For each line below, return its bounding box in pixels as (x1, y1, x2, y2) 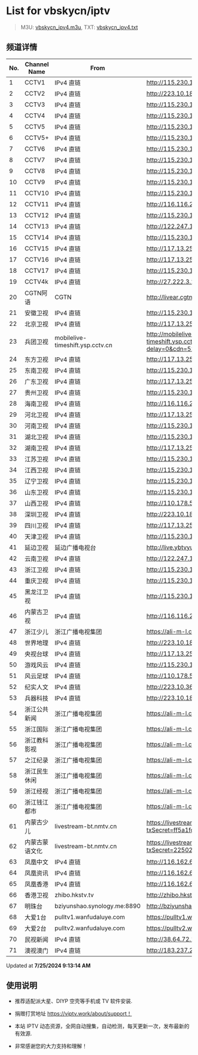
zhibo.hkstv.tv (54, 890, 94, 899)
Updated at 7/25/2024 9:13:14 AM (6, 962, 91, 969)
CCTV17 (24, 266, 49, 275)
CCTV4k (24, 277, 49, 286)
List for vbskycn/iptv (6, 4, 111, 18)
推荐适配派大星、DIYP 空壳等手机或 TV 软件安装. (14, 997, 133, 1004)
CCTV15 (24, 244, 49, 252)
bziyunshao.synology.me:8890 (54, 902, 141, 910)
